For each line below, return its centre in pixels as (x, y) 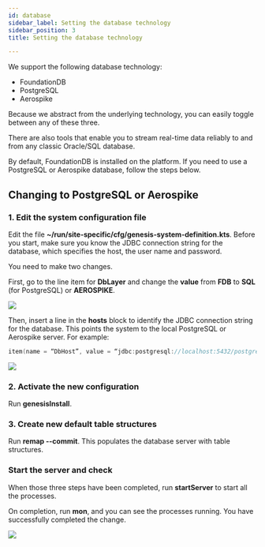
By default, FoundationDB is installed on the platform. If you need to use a (128, 162)
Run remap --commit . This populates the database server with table (119, 441)
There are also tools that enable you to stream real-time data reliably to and (131, 138)
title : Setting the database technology (76, 37)
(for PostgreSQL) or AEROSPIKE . (62, 290)
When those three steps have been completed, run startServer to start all (128, 487)
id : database (30, 15)
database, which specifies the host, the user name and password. (115, 251)
